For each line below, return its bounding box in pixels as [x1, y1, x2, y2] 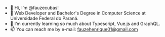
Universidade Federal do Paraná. [10, 15, 78, 21]
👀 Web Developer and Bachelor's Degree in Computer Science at [10, 10, 146, 16]
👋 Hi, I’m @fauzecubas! [10, 5, 59, 10]
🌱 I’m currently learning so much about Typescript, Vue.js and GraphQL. [10, 20, 160, 26]
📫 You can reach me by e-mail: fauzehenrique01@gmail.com [10, 26, 138, 32]
